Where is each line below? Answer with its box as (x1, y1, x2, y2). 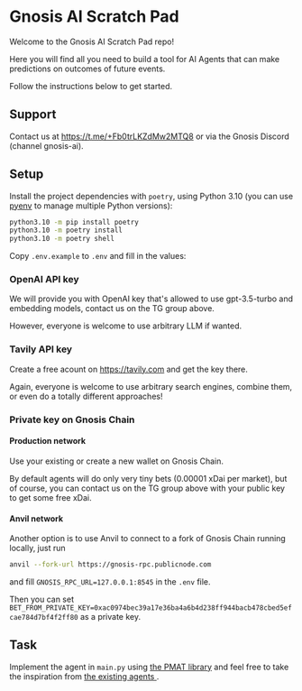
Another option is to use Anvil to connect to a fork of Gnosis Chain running (9, 533, 286, 544)
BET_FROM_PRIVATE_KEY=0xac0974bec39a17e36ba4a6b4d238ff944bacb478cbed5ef (9, 603, 293, 613)
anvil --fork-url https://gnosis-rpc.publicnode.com (9, 560, 212, 569)
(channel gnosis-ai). (9, 140, 84, 151)
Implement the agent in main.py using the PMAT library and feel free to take (9, 661, 289, 672)
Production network (9, 436, 87, 447)
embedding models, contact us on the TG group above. (9, 303, 215, 314)
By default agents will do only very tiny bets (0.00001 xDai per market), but (9, 473, 288, 484)
